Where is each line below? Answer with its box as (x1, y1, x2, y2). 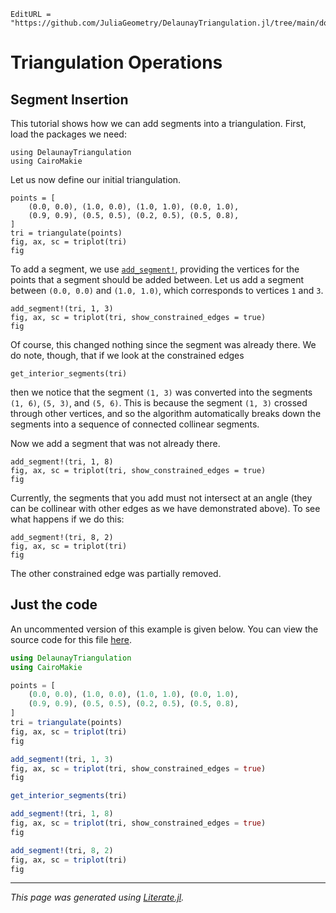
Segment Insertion (10, 91, 129, 108)
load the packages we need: (10, 128, 127, 140)
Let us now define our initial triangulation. (10, 174, 182, 185)
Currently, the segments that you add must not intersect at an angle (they (10, 492, 313, 504)
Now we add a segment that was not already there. (10, 438, 221, 449)
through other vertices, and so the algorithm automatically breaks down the (10, 408, 322, 419)
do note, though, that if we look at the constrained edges (10, 350, 245, 361)
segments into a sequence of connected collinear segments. (10, 418, 260, 430)
